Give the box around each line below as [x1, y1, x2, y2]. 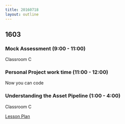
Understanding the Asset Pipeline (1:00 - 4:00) [5, 92, 121, 99]
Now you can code [5, 80, 44, 86]
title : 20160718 [5, 7, 39, 12]
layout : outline [5, 12, 39, 17]
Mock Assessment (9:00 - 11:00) [5, 45, 86, 52]
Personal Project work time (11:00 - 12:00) [5, 69, 108, 76]
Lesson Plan [5, 113, 30, 119]
